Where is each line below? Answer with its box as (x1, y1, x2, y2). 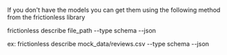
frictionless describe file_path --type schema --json (7, 27, 157, 34)
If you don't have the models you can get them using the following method (7, 6, 221, 14)
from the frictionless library (7, 13, 86, 21)
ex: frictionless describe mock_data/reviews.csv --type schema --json (7, 40, 210, 47)
